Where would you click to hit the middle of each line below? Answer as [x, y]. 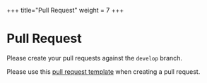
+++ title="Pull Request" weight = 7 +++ [65, 10]
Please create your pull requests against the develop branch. [95, 58]
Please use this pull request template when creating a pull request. [103, 71]
